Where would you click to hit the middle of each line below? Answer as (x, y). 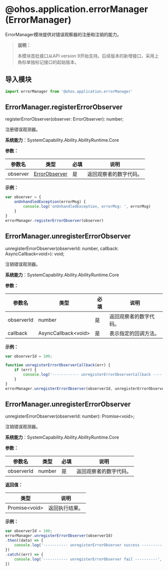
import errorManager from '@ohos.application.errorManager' (69, 91)
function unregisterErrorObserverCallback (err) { (58, 365)
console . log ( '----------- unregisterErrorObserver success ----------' (90, 545)
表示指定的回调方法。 (134, 333)
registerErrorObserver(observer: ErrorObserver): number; (64, 119)
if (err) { (25, 370)
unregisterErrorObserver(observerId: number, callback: (62, 248)
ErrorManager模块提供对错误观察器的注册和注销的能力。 (63, 34)
